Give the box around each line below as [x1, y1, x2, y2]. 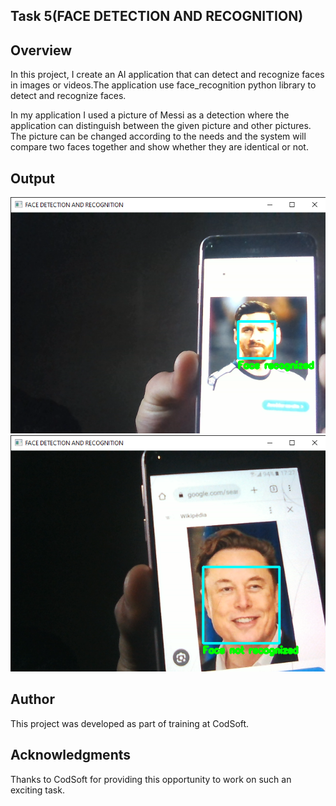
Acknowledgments [10, 747, 132, 764]
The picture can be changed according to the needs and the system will [10, 130, 307, 143]
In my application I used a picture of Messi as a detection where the [10, 109, 290, 121]
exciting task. [10, 784, 65, 796]
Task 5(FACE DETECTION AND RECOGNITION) [10, 8, 304, 25]
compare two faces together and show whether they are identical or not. [10, 141, 309, 153]
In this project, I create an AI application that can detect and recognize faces [10, 69, 325, 81]
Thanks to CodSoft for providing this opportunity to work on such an [10, 773, 292, 785]
